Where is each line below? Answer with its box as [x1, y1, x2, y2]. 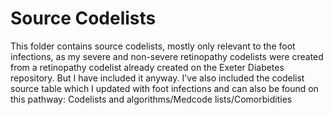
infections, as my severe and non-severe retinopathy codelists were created [10, 50, 324, 62]
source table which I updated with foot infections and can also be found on [10, 82, 319, 94]
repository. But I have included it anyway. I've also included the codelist [10, 72, 305, 84]
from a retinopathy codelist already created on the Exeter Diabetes [10, 61, 285, 73]
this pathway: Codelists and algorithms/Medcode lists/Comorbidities [10, 93, 293, 105]
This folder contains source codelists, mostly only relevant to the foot [10, 40, 296, 52]
